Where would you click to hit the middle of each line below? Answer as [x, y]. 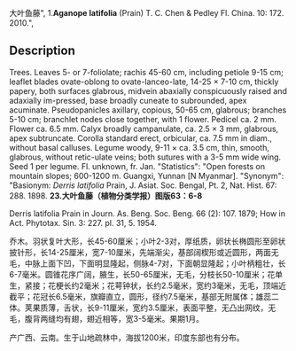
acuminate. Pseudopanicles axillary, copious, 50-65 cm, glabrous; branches [148, 110]
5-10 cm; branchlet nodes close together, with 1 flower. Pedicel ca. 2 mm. [143, 119]
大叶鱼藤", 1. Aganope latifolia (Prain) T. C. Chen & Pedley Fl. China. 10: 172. [147, 13]
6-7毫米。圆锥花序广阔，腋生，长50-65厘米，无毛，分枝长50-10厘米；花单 [146, 274]
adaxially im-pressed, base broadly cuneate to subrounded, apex [128, 100]
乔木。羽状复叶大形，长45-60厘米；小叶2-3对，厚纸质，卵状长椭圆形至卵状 [148, 241]
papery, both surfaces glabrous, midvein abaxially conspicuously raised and [148, 90]
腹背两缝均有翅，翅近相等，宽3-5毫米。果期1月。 [114, 318]
